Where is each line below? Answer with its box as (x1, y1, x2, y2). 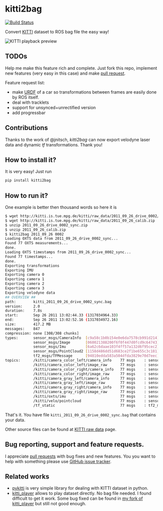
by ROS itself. (12, 94, 39, 100)
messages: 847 (5, 326, 40, 331)
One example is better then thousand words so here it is (5, 205, 117, 210)
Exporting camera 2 (5, 281, 45, 287)
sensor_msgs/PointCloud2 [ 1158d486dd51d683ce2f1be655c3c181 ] (33, 349, 160, 354)
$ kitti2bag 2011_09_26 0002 (5, 232, 64, 237)
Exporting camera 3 (5, 286, 45, 291)
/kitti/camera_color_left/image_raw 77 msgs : (33, 362, 147, 367)
